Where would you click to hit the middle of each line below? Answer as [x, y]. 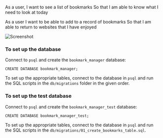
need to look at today [27, 12]
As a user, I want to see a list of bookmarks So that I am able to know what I [82, 7]
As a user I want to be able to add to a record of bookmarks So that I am [78, 22]
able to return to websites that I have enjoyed [51, 27]
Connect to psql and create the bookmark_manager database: [66, 60]
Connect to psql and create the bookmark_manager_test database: [71, 107]
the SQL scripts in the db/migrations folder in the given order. [67, 83]
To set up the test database [38, 96]
